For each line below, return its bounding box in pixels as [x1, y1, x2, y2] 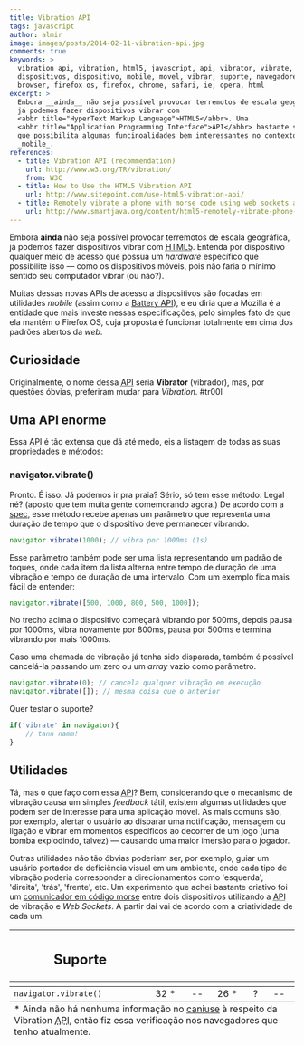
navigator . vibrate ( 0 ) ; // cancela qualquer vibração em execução [9, 678, 261, 688]
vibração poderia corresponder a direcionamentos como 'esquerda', [9, 871, 264, 883]
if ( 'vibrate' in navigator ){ [9, 721, 119, 730]
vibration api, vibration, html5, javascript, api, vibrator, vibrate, [17, 64, 294, 73]
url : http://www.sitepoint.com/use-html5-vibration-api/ [25, 190, 245, 199]
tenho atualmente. [14, 1025, 91, 1038]
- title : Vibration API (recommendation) [17, 156, 176, 166]
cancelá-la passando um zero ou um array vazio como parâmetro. [9, 661, 256, 672]
